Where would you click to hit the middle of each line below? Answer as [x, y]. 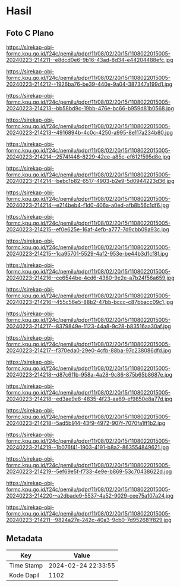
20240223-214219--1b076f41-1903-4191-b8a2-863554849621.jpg [88, 447]
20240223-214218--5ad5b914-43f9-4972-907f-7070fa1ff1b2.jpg [86, 423]
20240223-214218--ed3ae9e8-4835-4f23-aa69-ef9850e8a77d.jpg [89, 399]
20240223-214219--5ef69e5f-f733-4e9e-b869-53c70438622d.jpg [89, 471]
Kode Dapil [24, 575]
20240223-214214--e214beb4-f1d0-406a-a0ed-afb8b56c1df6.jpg [88, 205]
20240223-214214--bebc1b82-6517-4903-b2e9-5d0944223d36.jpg [90, 181]
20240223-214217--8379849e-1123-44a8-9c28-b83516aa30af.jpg [89, 326]
